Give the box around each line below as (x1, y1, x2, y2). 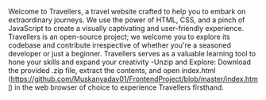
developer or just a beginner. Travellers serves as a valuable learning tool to (8, 49, 256, 58)
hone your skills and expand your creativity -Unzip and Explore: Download (8, 57, 252, 67)
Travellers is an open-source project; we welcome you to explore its (8, 32, 230, 41)
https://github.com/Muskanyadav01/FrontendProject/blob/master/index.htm (10, 75, 258, 83)
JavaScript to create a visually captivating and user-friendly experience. (8, 24, 245, 33)
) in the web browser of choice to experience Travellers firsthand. (10, 83, 225, 92)
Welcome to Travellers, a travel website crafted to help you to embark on (8, 7, 246, 16)
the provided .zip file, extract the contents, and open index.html (8, 66, 216, 75)
